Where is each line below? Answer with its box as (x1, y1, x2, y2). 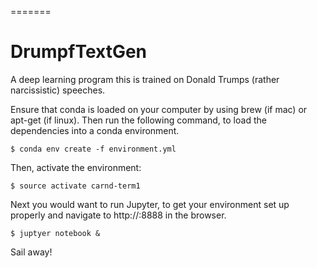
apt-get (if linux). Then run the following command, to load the (10, 114, 267, 126)
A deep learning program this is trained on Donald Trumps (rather (10, 73, 280, 85)
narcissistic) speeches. (10, 84, 106, 96)
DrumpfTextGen (10, 41, 148, 63)
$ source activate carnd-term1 (10, 181, 141, 191)
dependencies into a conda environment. (10, 124, 180, 136)
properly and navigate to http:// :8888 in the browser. (10, 209, 227, 221)
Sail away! (10, 246, 53, 258)
